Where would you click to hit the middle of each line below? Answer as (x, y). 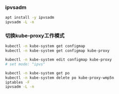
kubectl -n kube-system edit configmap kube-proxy (59, 60)
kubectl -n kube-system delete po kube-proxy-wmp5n (59, 78)
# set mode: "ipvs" (25, 64)
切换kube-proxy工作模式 (35, 35)
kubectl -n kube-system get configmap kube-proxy (58, 51)
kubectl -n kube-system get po (37, 73)
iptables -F (17, 82)
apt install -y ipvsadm (30, 18)
